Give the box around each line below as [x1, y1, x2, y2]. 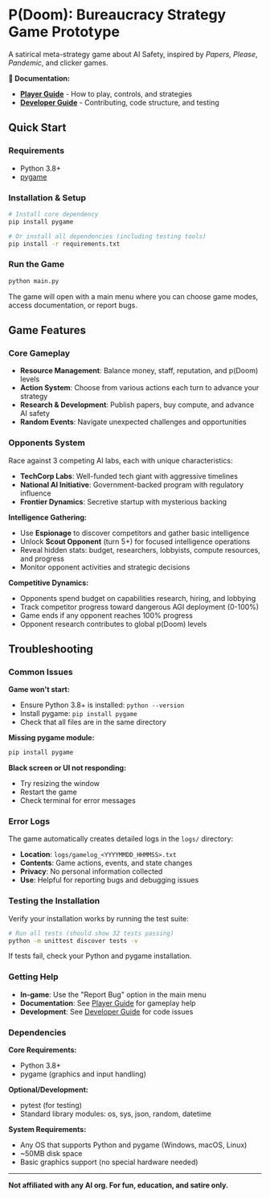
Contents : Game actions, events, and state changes [19, 858, 193, 868]
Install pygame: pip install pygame [19, 709, 138, 718]
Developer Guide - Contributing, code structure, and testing [19, 97, 219, 107]
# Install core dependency [8, 210, 99, 218]
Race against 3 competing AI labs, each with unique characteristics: [8, 455, 233, 465]
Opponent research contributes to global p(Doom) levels [19, 619, 207, 628]
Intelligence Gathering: [8, 513, 87, 522]
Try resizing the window [19, 779, 100, 788]
